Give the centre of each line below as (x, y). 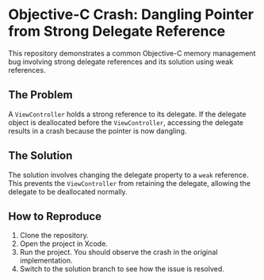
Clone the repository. (54, 236)
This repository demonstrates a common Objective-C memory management (132, 53)
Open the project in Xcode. (64, 244)
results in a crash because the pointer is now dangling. (98, 131)
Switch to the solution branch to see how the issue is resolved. (122, 269)
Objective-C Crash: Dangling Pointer (131, 15)
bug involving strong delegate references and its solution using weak (121, 62)
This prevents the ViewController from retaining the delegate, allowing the (130, 183)
